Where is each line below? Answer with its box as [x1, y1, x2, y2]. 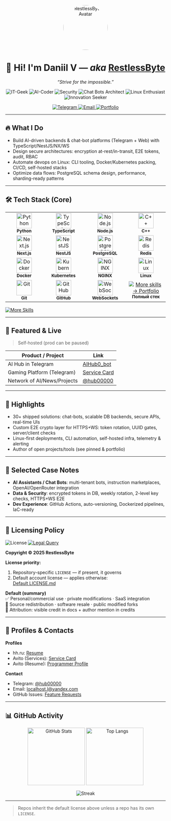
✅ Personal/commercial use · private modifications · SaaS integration [5, 595, 150, 601]
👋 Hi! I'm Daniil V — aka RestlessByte [6, 62, 165, 74]
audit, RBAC [12, 153, 38, 159]
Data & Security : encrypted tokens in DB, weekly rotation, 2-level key [12, 490, 159, 496]
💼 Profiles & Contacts [5, 626, 74, 635]
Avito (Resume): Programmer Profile [12, 661, 89, 667]
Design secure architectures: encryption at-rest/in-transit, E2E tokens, [12, 148, 160, 154]
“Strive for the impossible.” [57, 79, 114, 85]
